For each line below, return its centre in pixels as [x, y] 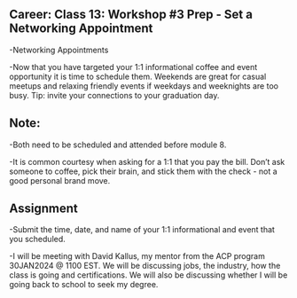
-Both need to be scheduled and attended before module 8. [118, 145]
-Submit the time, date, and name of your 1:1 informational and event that [142, 230]
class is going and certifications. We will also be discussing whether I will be [148, 275]
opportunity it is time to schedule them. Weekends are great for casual [138, 76]
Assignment [43, 209]
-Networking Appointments [59, 50]
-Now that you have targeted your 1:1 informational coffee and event [133, 67]
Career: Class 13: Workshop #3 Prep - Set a [131, 15]
